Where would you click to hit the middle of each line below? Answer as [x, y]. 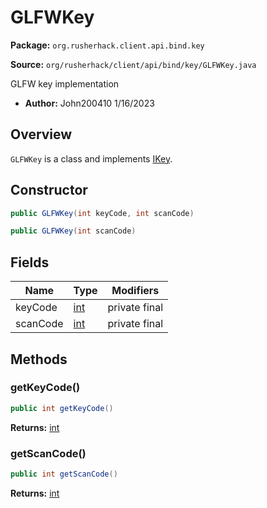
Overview [41, 134]
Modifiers [135, 291]
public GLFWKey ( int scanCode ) [73, 231]
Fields [30, 262]
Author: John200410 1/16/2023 [89, 103]
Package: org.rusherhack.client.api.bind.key [107, 45]
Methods [39, 359]
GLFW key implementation [65, 83]
